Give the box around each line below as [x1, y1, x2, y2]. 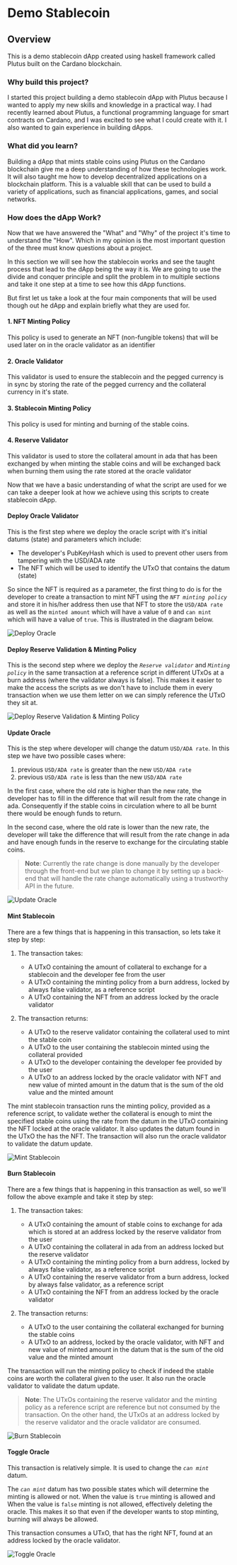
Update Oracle [7, 728, 51, 737]
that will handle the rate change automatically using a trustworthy [37, 874, 229, 883]
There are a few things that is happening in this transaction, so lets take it [7, 927, 221, 936]
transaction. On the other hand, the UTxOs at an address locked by [24, 1410, 220, 1418]
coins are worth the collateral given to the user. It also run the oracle [7, 1374, 207, 1382]
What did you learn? [7, 141, 79, 151]
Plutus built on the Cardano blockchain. [7, 60, 122, 68]
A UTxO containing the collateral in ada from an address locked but [28, 1242, 224, 1251]
